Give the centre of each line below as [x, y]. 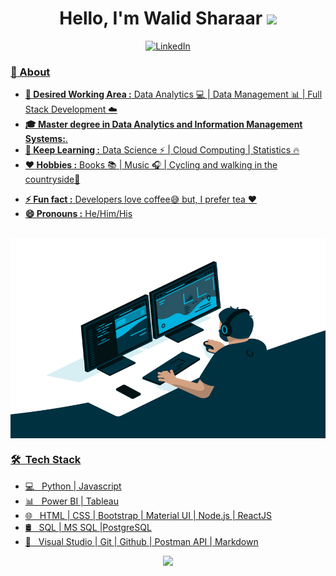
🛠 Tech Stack [46, 460]
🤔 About [30, 72]
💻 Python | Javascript [73, 486]
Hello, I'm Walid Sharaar [161, 18]
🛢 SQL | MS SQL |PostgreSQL [88, 527]
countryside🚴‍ [52, 179]
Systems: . [46, 139]
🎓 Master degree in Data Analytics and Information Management [163, 124]
